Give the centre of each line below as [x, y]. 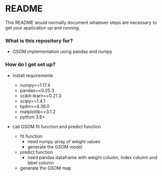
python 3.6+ [32, 117]
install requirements [33, 75]
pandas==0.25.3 [37, 90]
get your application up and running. [42, 27]
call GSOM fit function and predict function [56, 126]
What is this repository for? [39, 40]
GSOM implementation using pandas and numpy [62, 52]
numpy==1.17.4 [35, 85]
